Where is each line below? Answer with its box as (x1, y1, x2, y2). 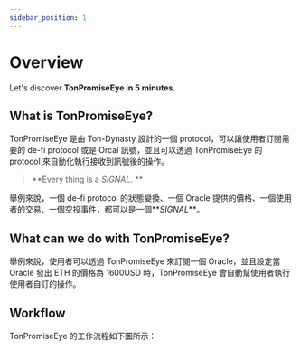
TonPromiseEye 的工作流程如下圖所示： (9, 331, 157, 341)
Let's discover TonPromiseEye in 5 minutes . (9, 82, 176, 93)
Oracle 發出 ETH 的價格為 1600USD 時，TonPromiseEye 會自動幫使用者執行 (9, 268, 291, 279)
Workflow (9, 305, 66, 321)
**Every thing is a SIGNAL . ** (31, 174, 144, 185)
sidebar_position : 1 (9, 13, 88, 23)
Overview (9, 52, 84, 72)
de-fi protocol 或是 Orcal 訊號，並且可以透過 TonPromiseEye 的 (26, 145, 263, 156)
